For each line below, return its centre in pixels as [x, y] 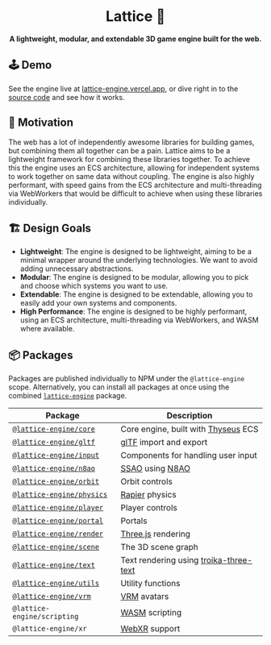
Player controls [149, 508]
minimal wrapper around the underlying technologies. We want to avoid [139, 260]
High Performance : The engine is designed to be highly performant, [133, 312]
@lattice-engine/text [54, 565]
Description [190, 416]
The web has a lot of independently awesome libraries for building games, [131, 142]
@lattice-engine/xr [50, 629]
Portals [134, 521]
